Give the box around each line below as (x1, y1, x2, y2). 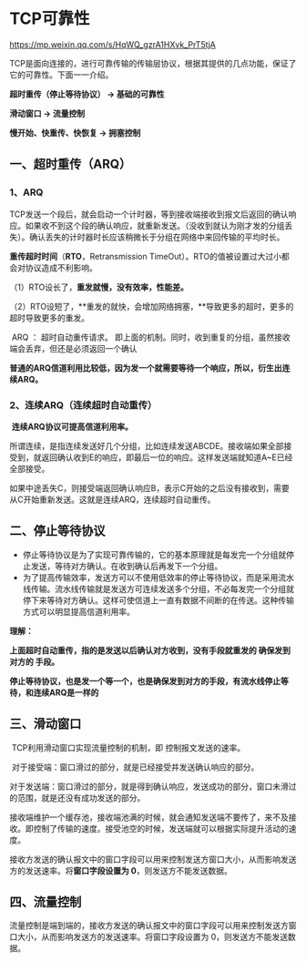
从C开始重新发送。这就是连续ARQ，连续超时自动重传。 (9, 494, 216, 505)
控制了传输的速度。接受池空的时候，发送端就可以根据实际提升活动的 (33, 823, 289, 834)
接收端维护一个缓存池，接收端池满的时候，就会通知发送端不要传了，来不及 (9, 812, 289, 823)
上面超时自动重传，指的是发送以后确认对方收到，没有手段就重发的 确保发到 (9, 644, 291, 656)
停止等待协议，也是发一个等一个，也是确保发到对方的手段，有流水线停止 (9, 675, 280, 686)
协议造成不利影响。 (25, 261, 97, 273)
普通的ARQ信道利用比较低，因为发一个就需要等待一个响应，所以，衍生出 (9, 362, 282, 374)
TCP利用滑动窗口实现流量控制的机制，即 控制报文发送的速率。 (11, 742, 246, 752)
